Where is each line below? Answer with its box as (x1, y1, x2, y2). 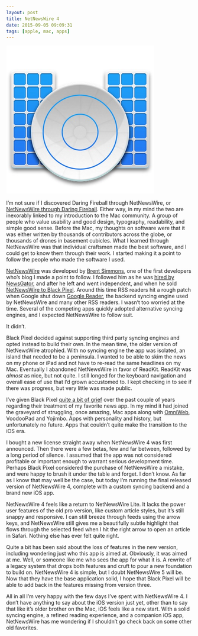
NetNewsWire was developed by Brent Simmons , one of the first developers (6, 267, 191, 275)
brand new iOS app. (6, 489, 55, 496)
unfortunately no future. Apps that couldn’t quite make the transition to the (6, 421, 187, 428)
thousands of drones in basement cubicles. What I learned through (6, 237, 169, 244)
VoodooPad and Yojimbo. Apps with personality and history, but (6, 415, 161, 422)
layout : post (6, 9, 38, 15)
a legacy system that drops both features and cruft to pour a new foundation (6, 563, 192, 570)
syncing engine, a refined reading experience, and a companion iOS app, (6, 612, 184, 619)
